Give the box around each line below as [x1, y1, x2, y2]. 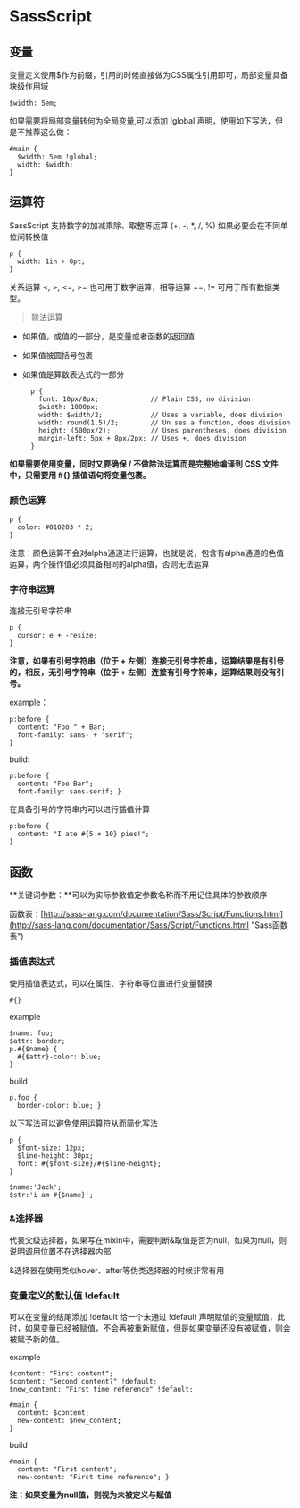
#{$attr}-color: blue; [17, 1052, 102, 1061]
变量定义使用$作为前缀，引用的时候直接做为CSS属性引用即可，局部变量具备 [9, 70, 288, 80]
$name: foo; [9, 1028, 54, 1038]
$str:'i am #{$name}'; [9, 1190, 94, 1199]
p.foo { [9, 1092, 38, 1102]
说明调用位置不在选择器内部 [9, 1246, 112, 1256]
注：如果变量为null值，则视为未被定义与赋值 [9, 1489, 172, 1501]
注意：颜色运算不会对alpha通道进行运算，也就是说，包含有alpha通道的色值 [9, 548, 284, 559]
